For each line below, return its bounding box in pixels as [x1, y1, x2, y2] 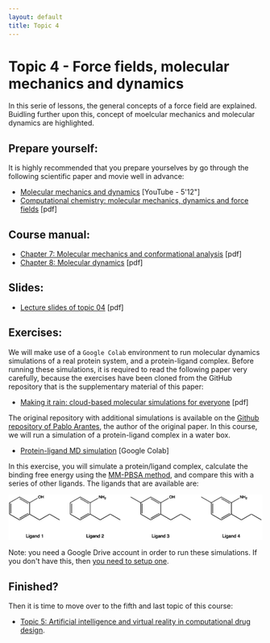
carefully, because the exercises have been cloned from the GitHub [8, 373, 232, 382]
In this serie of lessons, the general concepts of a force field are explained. [8, 101, 257, 111]
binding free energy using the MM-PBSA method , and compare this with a [8, 470, 255, 479]
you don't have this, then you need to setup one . [8, 557, 169, 566]
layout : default [8, 13, 63, 21]
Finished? [8, 579, 59, 593]
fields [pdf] [19, 204, 58, 214]
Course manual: [8, 228, 90, 241]
